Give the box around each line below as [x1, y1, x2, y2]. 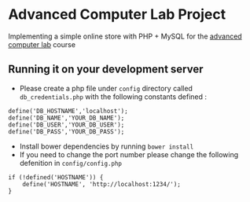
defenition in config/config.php [19, 158, 123, 167]
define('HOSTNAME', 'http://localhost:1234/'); [22, 180, 181, 188]
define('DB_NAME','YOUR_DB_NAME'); [8, 114, 125, 122]
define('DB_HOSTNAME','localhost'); [8, 107, 128, 115]
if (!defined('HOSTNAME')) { [8, 173, 104, 182]
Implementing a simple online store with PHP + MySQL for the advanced [8, 31, 242, 41]
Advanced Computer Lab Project [8, 6, 226, 24]
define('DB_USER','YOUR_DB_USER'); [8, 120, 125, 129]
